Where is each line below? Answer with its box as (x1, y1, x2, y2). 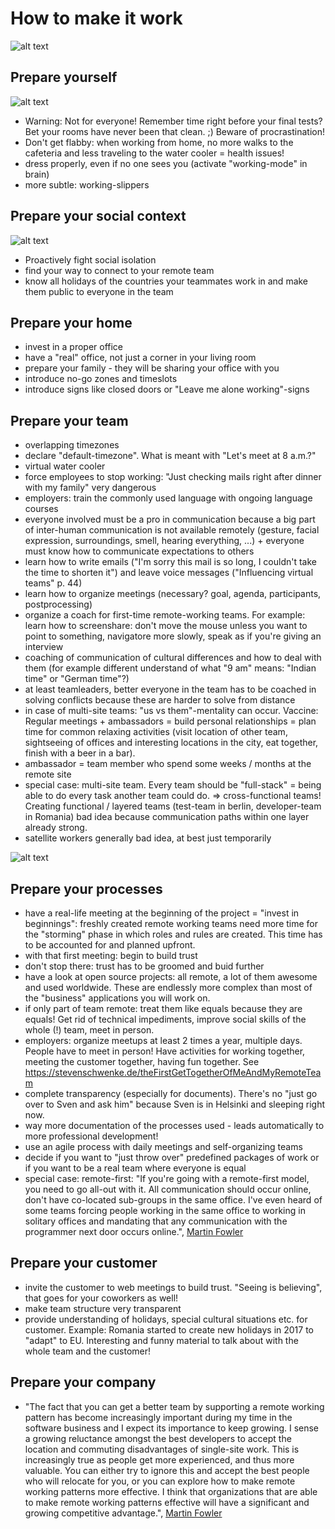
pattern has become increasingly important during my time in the (24, 1411, 293, 1423)
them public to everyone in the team (24, 285, 174, 297)
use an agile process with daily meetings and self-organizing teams (24, 1141, 303, 1152)
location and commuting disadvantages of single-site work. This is (24, 1443, 300, 1455)
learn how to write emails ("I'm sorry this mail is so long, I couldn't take (24, 556, 318, 568)
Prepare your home (10, 314, 133, 331)
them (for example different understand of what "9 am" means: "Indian (24, 662, 317, 674)
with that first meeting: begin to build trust (24, 950, 198, 961)
